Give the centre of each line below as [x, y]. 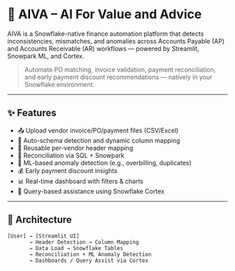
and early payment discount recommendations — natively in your [118, 77]
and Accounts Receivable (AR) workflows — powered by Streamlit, [103, 48]
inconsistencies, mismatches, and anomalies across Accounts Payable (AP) [116, 41]
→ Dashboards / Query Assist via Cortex [89, 260]
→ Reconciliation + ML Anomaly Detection [90, 254]
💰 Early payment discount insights [67, 170]
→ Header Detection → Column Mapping [84, 242]
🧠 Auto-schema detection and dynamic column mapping [99, 140]
